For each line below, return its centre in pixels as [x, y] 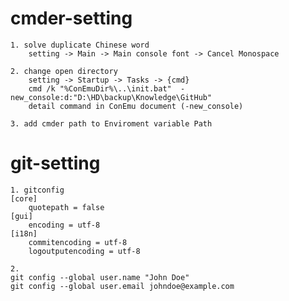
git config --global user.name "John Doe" [100, 277]
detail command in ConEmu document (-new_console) [136, 106]
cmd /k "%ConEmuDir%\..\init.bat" [100, 88]
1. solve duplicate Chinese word [80, 45]
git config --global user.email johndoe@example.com [122, 286]
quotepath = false [66, 207]
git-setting [55, 163]
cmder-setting [71, 18]
